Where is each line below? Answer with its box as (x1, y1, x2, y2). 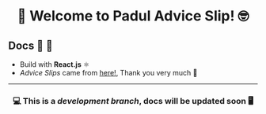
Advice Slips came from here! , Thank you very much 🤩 (19, 68, 198, 77)
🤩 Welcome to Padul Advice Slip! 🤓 (17, 7, 249, 25)
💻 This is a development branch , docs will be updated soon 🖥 (12, 95, 254, 106)
